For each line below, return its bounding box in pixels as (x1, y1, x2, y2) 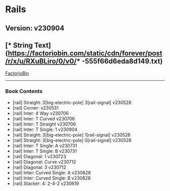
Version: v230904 (5, 24, 65, 33)
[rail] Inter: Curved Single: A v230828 (12, 169, 91, 176)
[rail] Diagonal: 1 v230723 (12, 153, 67, 160)
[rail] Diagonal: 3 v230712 (12, 164, 67, 170)
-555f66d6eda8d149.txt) (81, 57, 163, 66)
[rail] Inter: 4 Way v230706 (12, 110, 69, 116)
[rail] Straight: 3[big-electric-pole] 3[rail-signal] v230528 (12, 99, 132, 105)
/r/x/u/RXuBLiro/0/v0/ (5, 57, 77, 66)
